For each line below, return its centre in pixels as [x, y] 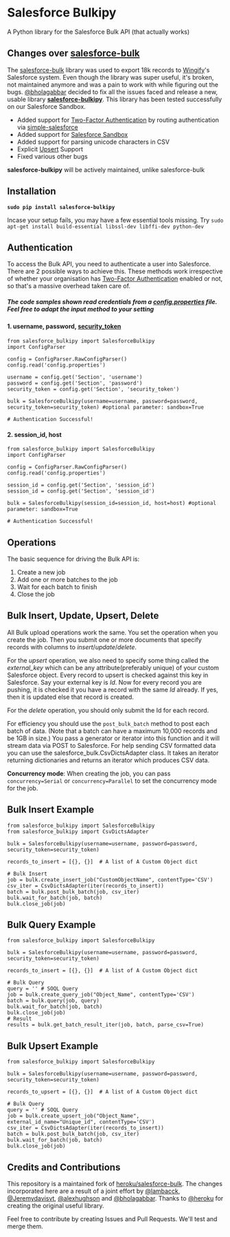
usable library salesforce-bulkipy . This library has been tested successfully [115, 99]
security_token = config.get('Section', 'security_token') [93, 389]
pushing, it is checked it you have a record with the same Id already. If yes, [113, 689]
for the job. [23, 788]
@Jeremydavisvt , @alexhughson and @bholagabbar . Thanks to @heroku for [115, 1198]
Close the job [36, 594]
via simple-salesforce [48, 127]
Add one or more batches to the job [67, 579]
